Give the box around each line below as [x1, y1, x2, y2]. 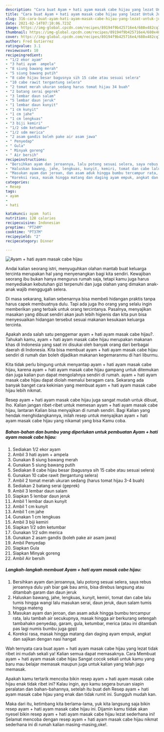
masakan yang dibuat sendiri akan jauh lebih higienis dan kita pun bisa [5, 311, 147, 318]
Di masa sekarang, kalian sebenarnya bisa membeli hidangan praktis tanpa [5, 296, 156, 302]
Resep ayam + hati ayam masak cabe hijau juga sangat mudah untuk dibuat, [5, 397, 158, 403]
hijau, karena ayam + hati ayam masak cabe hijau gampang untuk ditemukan [5, 367, 159, 373]
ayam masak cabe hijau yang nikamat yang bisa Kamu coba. [5, 418, 127, 424]
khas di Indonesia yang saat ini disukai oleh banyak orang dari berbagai [5, 342, 149, 347]
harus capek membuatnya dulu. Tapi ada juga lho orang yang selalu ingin [5, 301, 152, 307]
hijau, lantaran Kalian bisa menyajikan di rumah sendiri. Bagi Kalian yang [5, 408, 150, 413]
